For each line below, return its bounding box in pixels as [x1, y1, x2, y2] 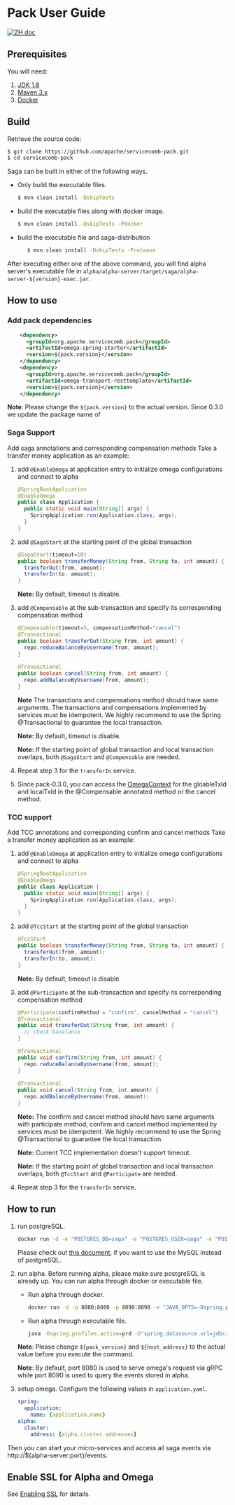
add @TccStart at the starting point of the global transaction [17, 922, 189, 930]
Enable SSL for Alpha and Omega [7, 1471, 154, 1483]
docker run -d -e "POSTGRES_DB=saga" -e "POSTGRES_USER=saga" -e [17, 1235, 212, 1242]
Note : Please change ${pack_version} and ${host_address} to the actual [17, 1342, 226, 1351]
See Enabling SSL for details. [7, 1490, 91, 1498]
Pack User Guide [7, 5, 106, 21]
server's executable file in [7, 266, 82, 275]
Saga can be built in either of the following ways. [7, 167, 148, 176]
